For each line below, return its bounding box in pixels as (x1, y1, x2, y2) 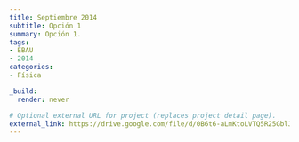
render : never (17, 95, 69, 104)
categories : (9, 63, 53, 72)
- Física (9, 71, 42, 80)
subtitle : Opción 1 (9, 21, 82, 30)
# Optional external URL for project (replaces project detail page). (9, 111, 277, 120)
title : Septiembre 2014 (9, 12, 98, 22)
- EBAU (9, 46, 34, 55)
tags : (9, 37, 29, 47)
